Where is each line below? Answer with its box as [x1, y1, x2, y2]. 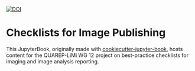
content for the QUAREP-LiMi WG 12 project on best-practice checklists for [6, 52, 189, 59]
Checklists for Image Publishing [6, 26, 166, 39]
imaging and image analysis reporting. [6, 58, 99, 65]
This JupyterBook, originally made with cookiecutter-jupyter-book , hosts [6, 45, 183, 52]
